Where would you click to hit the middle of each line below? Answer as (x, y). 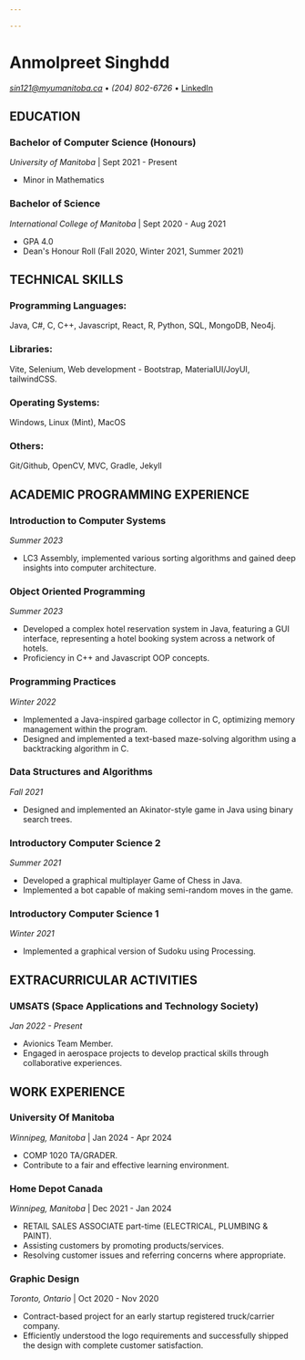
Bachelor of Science (55, 204)
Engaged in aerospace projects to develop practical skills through (145, 1053)
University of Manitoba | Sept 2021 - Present (93, 162)
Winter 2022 (33, 701)
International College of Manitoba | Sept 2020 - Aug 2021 (117, 224)
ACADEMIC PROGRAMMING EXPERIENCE (130, 494)
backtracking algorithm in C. (76, 748)
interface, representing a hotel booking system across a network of (149, 639)
